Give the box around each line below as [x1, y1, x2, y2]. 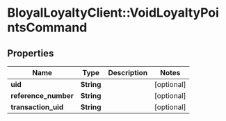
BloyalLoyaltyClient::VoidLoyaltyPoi [7, 5, 219, 21]
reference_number [10, 91, 74, 100]
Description [107, 68, 148, 77]
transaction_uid [10, 102, 64, 112]
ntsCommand [7, 19, 88, 35]
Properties [7, 47, 54, 59]
